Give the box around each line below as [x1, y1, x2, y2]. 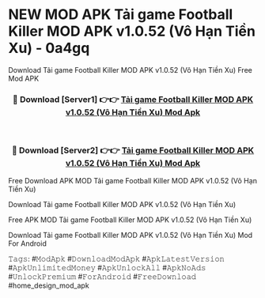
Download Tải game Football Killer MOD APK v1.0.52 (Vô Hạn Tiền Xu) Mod [8, 230, 253, 240]
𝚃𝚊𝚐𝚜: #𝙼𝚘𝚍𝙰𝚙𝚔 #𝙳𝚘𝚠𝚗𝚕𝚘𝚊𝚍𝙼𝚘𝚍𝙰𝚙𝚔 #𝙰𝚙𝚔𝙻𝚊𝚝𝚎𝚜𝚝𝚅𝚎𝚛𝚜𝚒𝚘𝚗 [8, 254, 225, 263]
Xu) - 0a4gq [8, 40, 90, 57]
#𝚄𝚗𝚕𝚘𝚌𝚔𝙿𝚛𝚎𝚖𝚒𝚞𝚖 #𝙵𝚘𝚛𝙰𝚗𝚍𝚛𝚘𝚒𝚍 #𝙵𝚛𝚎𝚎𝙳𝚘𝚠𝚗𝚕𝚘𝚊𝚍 [8, 271, 196, 281]
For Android [8, 239, 47, 248]
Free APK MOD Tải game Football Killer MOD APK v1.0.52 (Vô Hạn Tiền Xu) [8, 215, 252, 224]
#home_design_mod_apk [8, 281, 89, 290]
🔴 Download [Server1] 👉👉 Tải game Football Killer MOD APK [12, 93, 254, 104]
